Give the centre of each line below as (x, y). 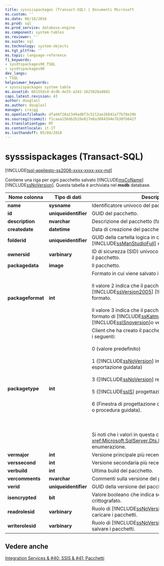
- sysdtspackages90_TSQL (30, 64)
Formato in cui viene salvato (124, 273)
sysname (60, 205)
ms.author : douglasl (26, 105)
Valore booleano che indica (123, 494)
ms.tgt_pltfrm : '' (24, 50)
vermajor (18, 455)
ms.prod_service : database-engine (40, 28)
